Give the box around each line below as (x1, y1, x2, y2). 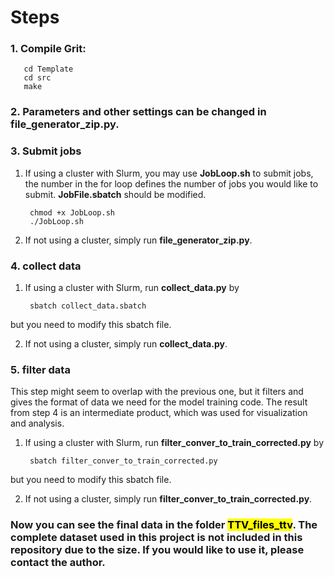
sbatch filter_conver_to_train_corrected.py (29, 456, 218, 466)
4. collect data (10, 259, 82, 273)
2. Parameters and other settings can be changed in (10, 105, 267, 119)
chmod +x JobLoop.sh (29, 207, 115, 218)
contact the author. (10, 556, 106, 570)
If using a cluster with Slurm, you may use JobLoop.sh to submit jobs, (24, 167, 314, 179)
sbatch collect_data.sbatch (29, 301, 147, 311)
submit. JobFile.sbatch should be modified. (24, 188, 207, 200)
